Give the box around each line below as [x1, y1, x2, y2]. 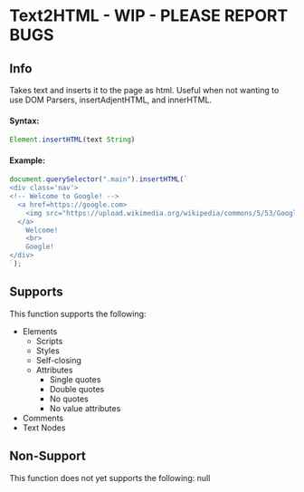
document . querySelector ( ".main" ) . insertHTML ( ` [9, 175, 188, 184]
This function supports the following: [9, 308, 147, 319]
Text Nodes [22, 422, 66, 433]
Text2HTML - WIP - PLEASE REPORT [9, 5, 289, 26]
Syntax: [9, 115, 40, 126]
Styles [35, 345, 61, 356]
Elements [22, 325, 58, 336]
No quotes [49, 393, 89, 404]
